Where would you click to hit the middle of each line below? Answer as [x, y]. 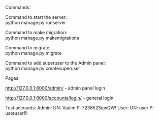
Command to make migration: [36, 32]
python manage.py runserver [36, 23]
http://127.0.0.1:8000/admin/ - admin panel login [55, 88]
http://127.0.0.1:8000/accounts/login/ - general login [59, 98]
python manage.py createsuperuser [43, 68]
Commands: [18, 7]
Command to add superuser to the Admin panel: [56, 63]
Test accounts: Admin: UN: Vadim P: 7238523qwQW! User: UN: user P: [80, 108]
